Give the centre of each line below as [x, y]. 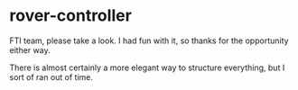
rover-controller [71, 16]
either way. [30, 49]
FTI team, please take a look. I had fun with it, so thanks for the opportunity [149, 40]
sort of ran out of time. [51, 76]
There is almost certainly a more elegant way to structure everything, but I [147, 67]
